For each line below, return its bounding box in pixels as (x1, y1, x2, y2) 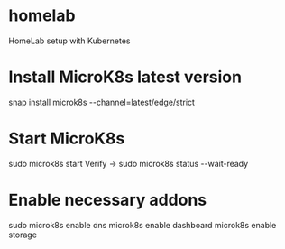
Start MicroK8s (8, 128, 125, 149)
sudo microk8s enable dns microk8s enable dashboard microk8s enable (8, 219, 277, 230)
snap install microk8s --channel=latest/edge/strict (8, 97, 196, 107)
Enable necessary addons (8, 190, 207, 210)
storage (8, 229, 38, 240)
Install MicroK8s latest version (8, 67, 243, 88)
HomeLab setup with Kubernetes (8, 35, 131, 46)
